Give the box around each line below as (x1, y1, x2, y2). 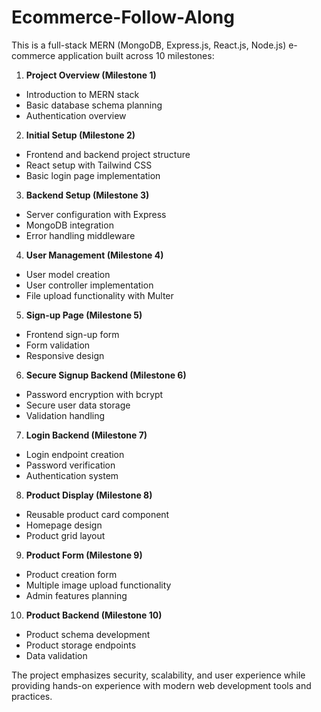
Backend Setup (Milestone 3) (25, 189, 150, 201)
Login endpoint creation (25, 448, 125, 460)
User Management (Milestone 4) (25, 249, 164, 261)
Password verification (25, 459, 116, 471)
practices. (11, 690, 53, 702)
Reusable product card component (25, 508, 170, 520)
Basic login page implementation (25, 169, 161, 181)
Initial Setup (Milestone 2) (25, 129, 136, 141)
